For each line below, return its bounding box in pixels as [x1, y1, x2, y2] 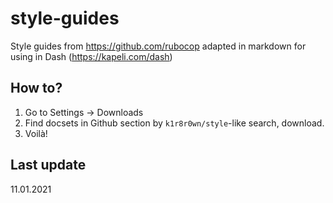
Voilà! [24, 127, 48, 139]
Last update [10, 157, 87, 174]
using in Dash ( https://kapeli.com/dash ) [10, 50, 173, 62]
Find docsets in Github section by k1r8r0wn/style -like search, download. [24, 117, 325, 129]
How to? [10, 80, 63, 97]
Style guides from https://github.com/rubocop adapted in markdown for [10, 40, 307, 52]
